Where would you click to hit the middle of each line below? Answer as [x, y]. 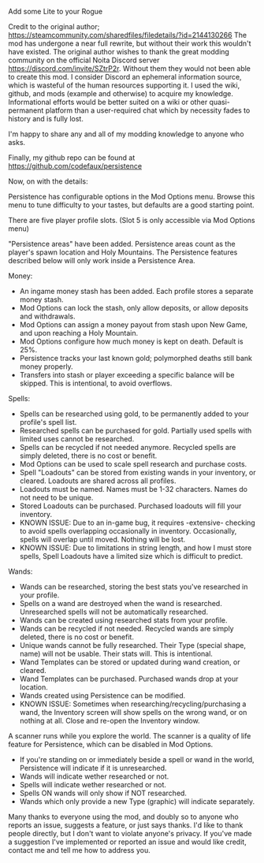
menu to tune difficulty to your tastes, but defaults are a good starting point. [131, 205]
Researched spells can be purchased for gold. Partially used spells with [136, 430]
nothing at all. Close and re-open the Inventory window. [110, 721]
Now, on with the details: [48, 181]
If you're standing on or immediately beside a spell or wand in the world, [137, 759]
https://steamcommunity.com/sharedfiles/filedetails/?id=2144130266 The [127, 35]
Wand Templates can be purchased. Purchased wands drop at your [129, 679]
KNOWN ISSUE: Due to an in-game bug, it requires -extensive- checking [138, 523]
